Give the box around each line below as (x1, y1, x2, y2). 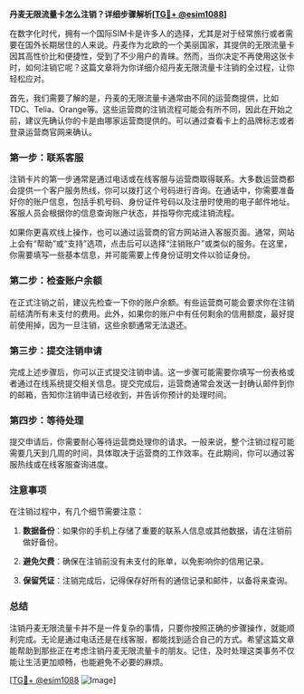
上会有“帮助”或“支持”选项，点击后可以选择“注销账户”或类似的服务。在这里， (9, 238, 292, 249)
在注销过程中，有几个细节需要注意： (9, 506, 145, 517)
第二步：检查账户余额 (9, 275, 102, 287)
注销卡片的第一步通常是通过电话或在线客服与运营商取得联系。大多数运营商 (9, 174, 287, 185)
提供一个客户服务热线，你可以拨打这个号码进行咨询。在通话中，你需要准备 (16, 185, 295, 196)
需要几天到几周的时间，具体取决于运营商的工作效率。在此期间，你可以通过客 (9, 448, 295, 458)
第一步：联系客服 (9, 151, 84, 164)
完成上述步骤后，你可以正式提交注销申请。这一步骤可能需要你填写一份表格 (9, 366, 287, 377)
